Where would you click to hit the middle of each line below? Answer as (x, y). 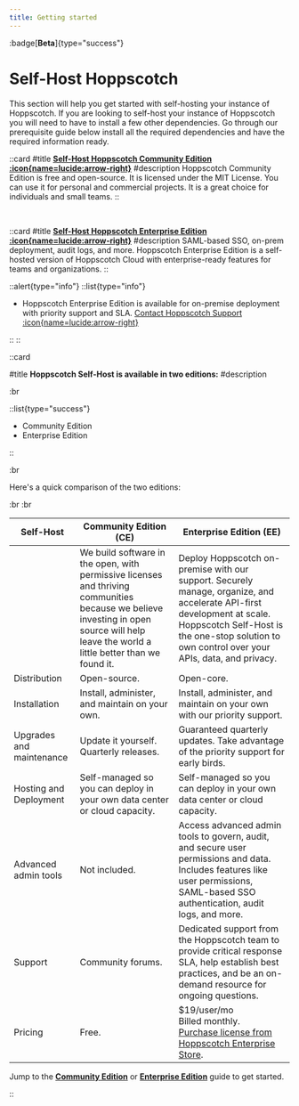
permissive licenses (121, 574)
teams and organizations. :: (59, 269)
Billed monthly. (209, 1021)
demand (196, 984)
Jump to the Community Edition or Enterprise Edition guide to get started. (147, 1076)
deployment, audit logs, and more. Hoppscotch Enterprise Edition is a (137, 249)
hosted (22, 259)
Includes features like (223, 869)
